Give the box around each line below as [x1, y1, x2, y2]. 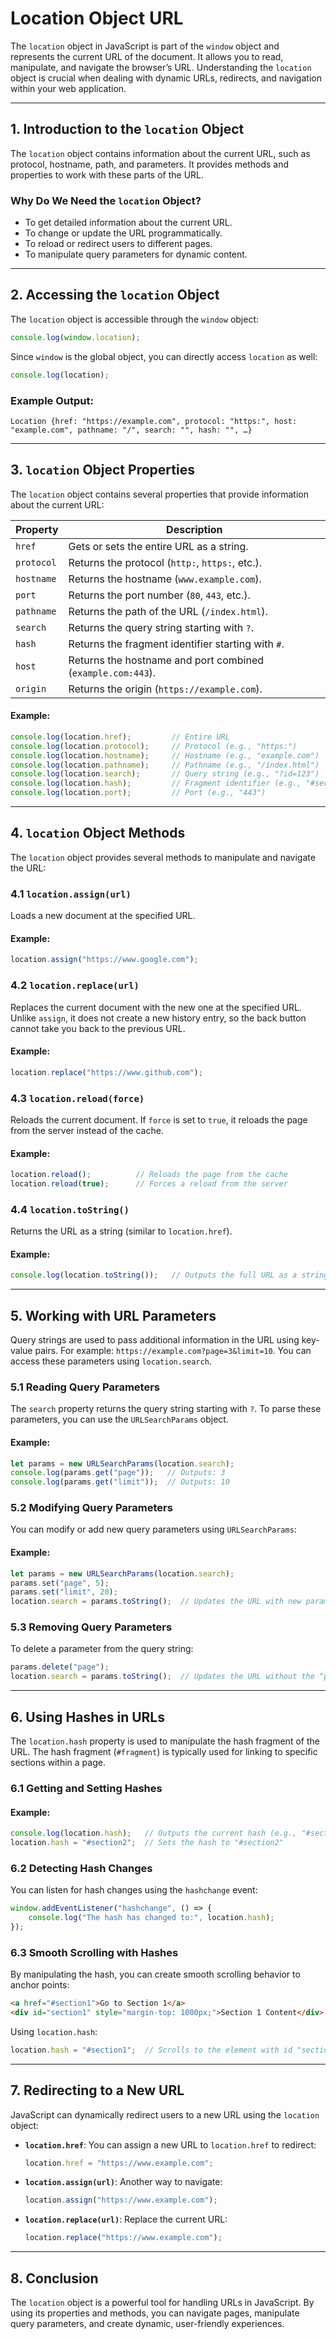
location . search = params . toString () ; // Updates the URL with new [10, 1597, 302, 1607]
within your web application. [10, 82, 127, 94]
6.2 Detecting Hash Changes [10, 1861, 153, 1875]
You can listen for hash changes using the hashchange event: [10, 1884, 258, 1896]
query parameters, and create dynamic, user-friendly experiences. [10, 2318, 285, 2329]
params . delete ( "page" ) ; [10, 1662, 110, 1672]
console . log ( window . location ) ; [10, 332, 141, 342]
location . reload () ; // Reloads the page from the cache [10, 1170, 288, 1180]
